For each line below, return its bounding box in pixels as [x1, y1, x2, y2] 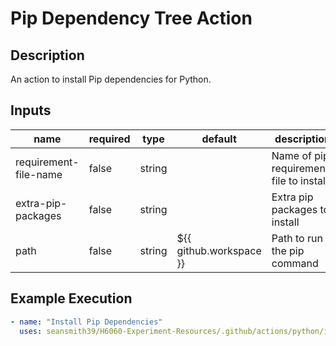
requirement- [15, 155, 80, 169]
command [271, 256, 319, 270]
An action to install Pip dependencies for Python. [10, 73, 212, 85]
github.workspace [176, 243, 262, 257]
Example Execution [10, 290, 133, 307]
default [201, 132, 237, 146]
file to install [271, 173, 328, 187]
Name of [271, 148, 312, 162]
